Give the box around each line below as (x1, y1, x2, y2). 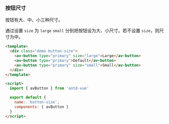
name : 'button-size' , (14, 100, 60, 105)
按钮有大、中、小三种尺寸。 (5, 17, 63, 23)
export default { (10, 95, 46, 100)
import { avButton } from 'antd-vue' (10, 86, 89, 91)
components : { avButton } (14, 104, 69, 109)
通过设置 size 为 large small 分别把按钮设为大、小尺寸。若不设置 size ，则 (5, 28, 160, 34)
